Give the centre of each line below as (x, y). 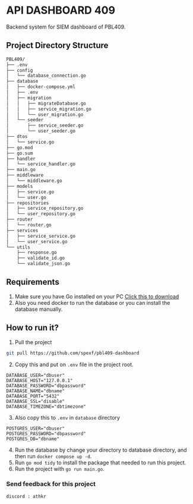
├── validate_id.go (41, 258)
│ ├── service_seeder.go (45, 125)
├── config (20, 70)
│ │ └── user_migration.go (45, 114)
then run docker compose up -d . (53, 456)
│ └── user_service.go (37, 241)
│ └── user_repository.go (41, 214)
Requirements (33, 282)
